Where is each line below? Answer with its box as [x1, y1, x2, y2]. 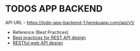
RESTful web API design [12, 39, 63, 45]
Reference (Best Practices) [12, 29, 69, 35]
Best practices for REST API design [12, 34, 86, 40]
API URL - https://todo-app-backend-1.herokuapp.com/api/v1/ [5, 19, 135, 25]
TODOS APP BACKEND [5, 3, 103, 14]
